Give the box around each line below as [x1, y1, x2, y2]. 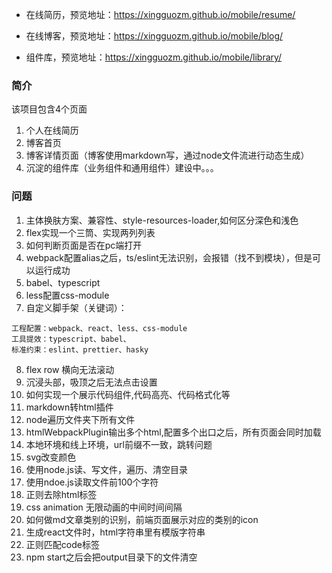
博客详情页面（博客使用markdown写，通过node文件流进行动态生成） [25, 149, 310, 162]
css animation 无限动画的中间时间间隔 [25, 501, 183, 513]
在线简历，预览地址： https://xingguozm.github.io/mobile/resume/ [25, 9, 296, 20]
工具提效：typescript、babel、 [11, 334, 131, 344]
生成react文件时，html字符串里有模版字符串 [25, 526, 206, 538]
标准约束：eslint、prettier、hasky [11, 344, 149, 355]
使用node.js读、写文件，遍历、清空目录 [25, 463, 189, 475]
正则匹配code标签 [25, 538, 100, 550]
